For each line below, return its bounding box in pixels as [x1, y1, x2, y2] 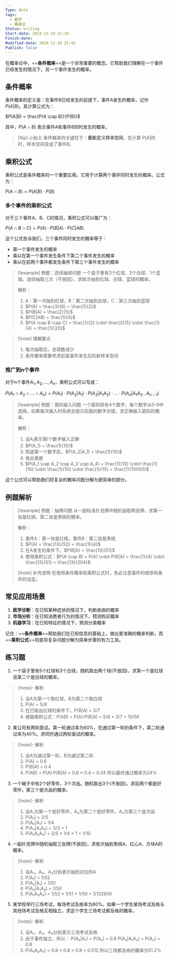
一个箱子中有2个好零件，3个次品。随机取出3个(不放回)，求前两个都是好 [12, 780, 162, 786]
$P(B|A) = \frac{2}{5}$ [25, 309, 73, 315]
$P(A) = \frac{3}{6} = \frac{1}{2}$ [25, 303, 96, 309]
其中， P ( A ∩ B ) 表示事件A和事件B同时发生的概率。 [5, 124, 110, 130]
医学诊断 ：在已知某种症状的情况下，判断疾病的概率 [12, 607, 119, 613]
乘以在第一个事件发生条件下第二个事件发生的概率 [12, 252, 115, 258]
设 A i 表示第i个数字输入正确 [25, 436, 79, 443]
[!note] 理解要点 [17, 335, 51, 341]
